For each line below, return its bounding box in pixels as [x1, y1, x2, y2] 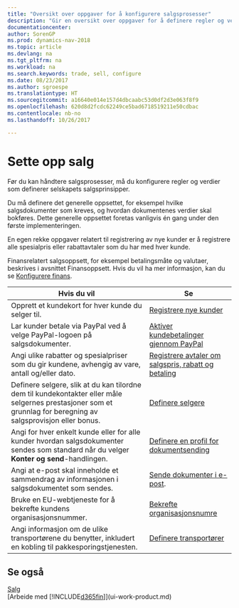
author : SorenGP [7, 30, 55, 38]
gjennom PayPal [149, 339, 203, 349]
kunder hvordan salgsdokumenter [11, 436, 124, 445]
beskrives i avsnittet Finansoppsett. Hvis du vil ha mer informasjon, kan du [7, 264, 225, 272]
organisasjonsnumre [149, 507, 218, 517]
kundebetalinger [149, 329, 204, 339]
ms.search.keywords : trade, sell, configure [7, 70, 142, 77]
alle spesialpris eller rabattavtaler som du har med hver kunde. [7, 242, 191, 251]
